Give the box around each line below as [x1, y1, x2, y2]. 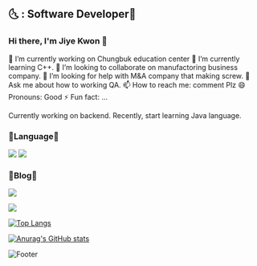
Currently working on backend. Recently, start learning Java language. [8, 110, 243, 120]
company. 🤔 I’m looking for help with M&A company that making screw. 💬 [8, 71, 251, 80]
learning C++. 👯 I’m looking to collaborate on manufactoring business [8, 62, 239, 72]
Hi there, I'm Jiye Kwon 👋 [8, 35, 108, 47]
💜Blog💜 [8, 170, 38, 181]
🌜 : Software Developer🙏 [8, 7, 137, 21]
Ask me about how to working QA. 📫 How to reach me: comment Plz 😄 [8, 80, 247, 89]
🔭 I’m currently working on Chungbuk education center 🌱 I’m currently [8, 54, 240, 63]
